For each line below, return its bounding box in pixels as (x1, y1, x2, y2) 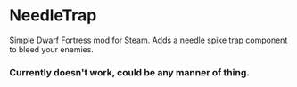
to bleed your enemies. (9, 43, 94, 54)
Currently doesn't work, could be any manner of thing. (9, 66, 250, 78)
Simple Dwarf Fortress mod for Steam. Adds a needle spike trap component (9, 35, 288, 45)
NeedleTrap (9, 5, 97, 26)
